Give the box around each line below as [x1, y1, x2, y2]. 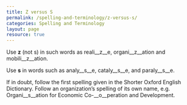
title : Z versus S [6, 9, 53, 15]
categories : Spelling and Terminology [6, 20, 105, 26]
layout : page [6, 26, 40, 32]
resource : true [6, 32, 45, 38]
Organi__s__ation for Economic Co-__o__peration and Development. [6, 92, 175, 99]
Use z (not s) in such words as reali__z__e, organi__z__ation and [6, 48, 166, 56]
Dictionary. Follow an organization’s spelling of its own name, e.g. [6, 85, 171, 92]
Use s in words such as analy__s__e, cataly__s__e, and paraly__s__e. [6, 67, 175, 74]
